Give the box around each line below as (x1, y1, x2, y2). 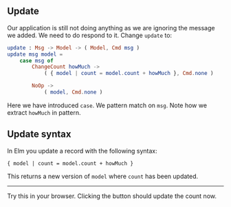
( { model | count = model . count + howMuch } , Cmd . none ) (43, 70, 214, 77)
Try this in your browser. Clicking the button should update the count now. (7, 192, 217, 200)
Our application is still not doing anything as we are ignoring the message (7, 23, 215, 32)
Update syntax (7, 129, 71, 140)
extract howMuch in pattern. (7, 108, 81, 116)
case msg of (19, 57, 54, 64)
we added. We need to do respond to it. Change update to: (7, 31, 173, 39)
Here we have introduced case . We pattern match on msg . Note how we (7, 101, 208, 109)
